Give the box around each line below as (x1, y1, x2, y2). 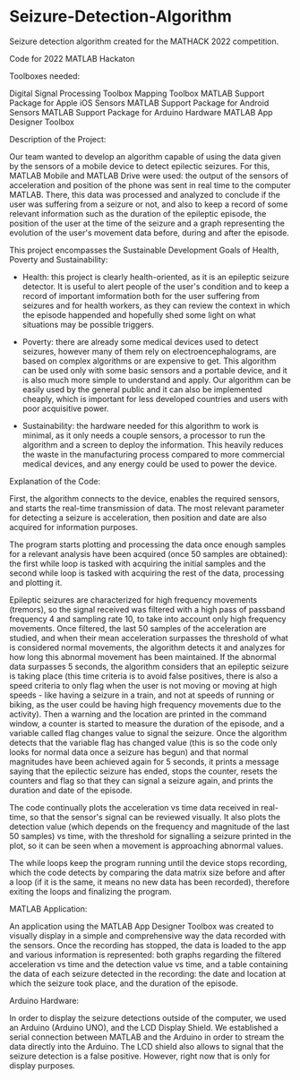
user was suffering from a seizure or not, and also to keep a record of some (9, 199, 288, 210)
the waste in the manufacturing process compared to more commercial (21, 449, 285, 459)
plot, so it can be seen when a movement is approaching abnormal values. (9, 840, 284, 851)
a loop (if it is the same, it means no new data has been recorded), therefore (9, 876, 290, 887)
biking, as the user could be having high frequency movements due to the (9, 699, 282, 709)
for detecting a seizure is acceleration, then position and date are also (9, 512, 267, 523)
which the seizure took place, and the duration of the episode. (9, 978, 239, 989)
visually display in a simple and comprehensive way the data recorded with (9, 930, 287, 941)
